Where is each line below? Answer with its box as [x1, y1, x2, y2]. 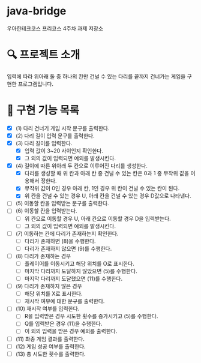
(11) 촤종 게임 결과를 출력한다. [15, 335, 85, 343]
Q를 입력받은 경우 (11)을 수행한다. [24, 320, 103, 328]
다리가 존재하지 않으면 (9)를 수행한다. [24, 245, 112, 252]
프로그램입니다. [17, 80, 53, 88]
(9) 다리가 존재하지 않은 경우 [15, 283, 83, 290]
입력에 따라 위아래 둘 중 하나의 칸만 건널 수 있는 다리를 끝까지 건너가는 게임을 [7, 73, 186, 80]
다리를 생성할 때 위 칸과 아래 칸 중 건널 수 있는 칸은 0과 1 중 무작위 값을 [24, 170, 190, 177]
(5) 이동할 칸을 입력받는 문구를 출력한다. [15, 200, 110, 207]
